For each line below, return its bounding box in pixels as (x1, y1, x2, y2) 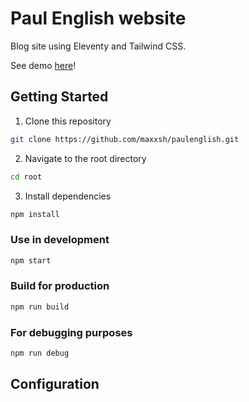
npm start (10, 255, 52, 266)
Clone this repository (24, 115, 112, 127)
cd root (10, 172, 43, 182)
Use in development (10, 233, 110, 247)
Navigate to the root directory (24, 152, 147, 164)
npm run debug (10, 348, 70, 359)
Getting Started (10, 88, 109, 106)
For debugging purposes (10, 325, 133, 339)
